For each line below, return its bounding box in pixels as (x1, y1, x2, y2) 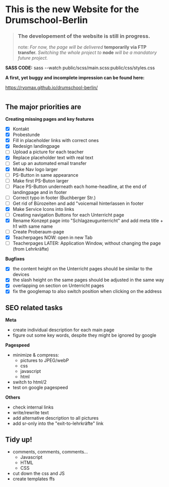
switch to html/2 (12, 379, 47, 385)
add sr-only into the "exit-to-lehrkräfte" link (12, 420, 104, 426)
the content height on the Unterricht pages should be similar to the (12, 266, 153, 272)
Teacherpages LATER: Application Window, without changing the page (12, 240, 161, 247)
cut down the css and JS (12, 470, 65, 477)
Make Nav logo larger (12, 166, 58, 172)
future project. (17, 55, 48, 61)
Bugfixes (5, 256, 25, 262)
